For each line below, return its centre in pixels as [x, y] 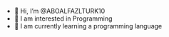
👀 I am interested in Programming [63, 18]
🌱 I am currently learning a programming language [88, 26]
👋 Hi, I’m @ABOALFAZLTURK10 [60, 11]
